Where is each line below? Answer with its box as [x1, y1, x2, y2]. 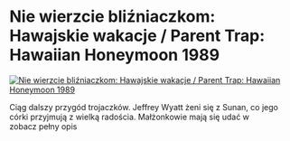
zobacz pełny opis [9, 120, 78, 132]
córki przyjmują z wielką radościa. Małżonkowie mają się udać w [9, 111, 250, 122]
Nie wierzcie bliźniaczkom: [9, 6, 216, 27]
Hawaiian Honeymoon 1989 [9, 45, 220, 65]
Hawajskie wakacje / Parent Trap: [9, 25, 266, 46]
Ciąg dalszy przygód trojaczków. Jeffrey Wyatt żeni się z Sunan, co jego [9, 101, 278, 112]
